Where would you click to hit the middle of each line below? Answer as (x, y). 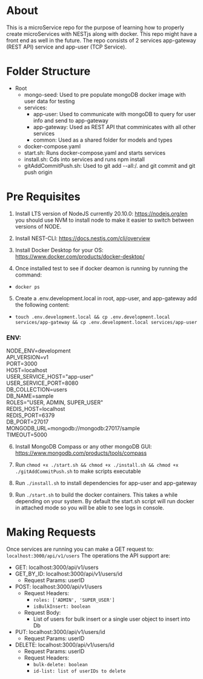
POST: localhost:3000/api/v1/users (58, 587)
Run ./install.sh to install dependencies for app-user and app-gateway (106, 483)
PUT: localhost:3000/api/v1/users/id (60, 632)
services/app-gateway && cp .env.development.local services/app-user (106, 322)
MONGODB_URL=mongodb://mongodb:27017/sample (73, 429)
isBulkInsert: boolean (62, 607)
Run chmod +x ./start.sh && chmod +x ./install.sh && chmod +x (97, 465)
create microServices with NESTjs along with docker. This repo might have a (102, 33)
